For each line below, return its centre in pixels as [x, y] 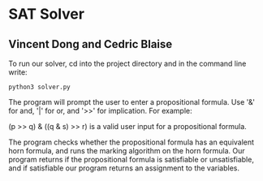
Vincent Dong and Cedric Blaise [91, 44]
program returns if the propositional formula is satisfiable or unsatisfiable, [131, 159]
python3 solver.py [39, 87]
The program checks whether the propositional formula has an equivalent [131, 142]
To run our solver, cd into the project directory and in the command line [127, 63]
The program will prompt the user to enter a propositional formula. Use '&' [132, 102]
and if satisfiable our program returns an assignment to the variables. [124, 168]
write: [18, 72]
